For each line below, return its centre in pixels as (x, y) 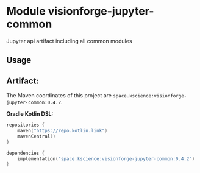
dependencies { (26, 153)
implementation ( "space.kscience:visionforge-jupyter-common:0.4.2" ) (106, 159)
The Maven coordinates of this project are (59, 96)
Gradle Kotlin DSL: (30, 114)
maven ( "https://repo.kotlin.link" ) (62, 131)
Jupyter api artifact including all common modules (69, 41)
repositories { (26, 125)
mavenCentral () (37, 136)
